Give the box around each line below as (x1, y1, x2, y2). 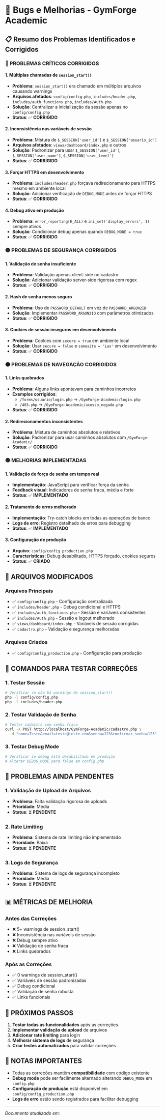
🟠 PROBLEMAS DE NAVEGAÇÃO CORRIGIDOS (5, 361, 117, 368)
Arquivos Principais (5, 587, 53, 594)
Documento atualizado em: (5, 1110, 60, 1116)
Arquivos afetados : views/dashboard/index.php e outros (12, 142, 127, 148)
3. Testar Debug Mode (5, 743, 59, 750)
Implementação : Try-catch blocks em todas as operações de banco (12, 515, 151, 520)
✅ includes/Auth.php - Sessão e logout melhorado (12, 615, 114, 621)
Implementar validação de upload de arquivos (12, 1027, 107, 1033)
